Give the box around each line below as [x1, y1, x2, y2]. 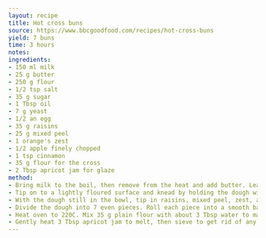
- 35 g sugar [8, 93, 51, 101]
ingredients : [8, 56, 51, 64]
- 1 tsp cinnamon [8, 152, 66, 159]
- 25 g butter [8, 71, 55, 79]
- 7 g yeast [8, 108, 47, 116]
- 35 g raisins [8, 122, 59, 130]
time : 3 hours [8, 41, 55, 49]
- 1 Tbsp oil [8, 100, 51, 108]
